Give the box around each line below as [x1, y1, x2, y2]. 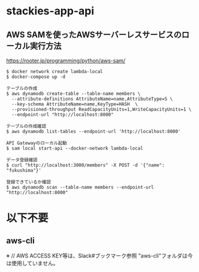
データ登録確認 [6, 157, 38, 163]
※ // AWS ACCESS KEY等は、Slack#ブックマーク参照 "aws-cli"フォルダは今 [6, 252, 193, 259]
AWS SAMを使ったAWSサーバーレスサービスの [6, 29, 182, 40]
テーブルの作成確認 [6, 123, 47, 129]
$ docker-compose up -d [6, 74, 66, 80]
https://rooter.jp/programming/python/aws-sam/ [6, 57, 126, 64]
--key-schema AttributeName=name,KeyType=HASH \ [11, 101, 138, 107]
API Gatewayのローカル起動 [6, 140, 67, 146]
